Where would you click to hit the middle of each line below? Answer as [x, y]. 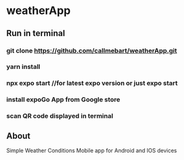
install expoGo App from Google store [63, 100]
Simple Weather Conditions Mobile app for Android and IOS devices [92, 151]
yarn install [24, 67]
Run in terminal [36, 33]
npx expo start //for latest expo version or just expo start [92, 83]
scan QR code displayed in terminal [60, 116]
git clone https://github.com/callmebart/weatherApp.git [92, 51]
